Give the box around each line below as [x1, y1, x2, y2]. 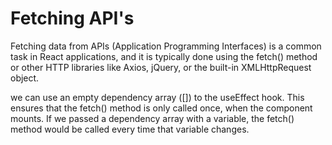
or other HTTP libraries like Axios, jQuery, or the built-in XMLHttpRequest [10, 61, 312, 73]
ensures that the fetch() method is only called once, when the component [10, 102, 313, 114]
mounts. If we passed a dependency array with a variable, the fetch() [10, 112, 295, 124]
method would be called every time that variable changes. [10, 123, 250, 135]
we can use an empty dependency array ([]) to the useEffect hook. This [10, 91, 305, 103]
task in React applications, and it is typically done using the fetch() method [10, 50, 318, 62]
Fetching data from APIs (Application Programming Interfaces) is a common [10, 40, 322, 52]
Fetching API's [10, 7, 135, 30]
